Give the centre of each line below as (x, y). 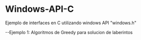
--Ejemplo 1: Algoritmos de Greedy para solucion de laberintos (69, 32)
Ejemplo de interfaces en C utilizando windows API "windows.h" (71, 23)
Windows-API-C (39, 9)
